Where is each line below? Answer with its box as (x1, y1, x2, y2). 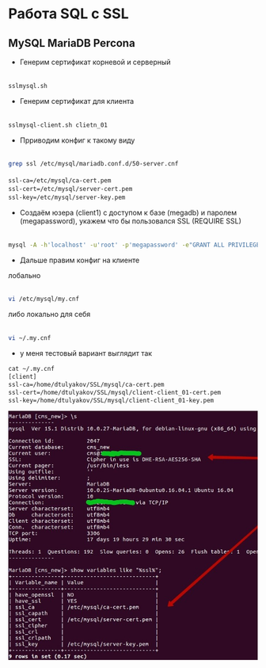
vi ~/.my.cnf (8, 334, 51, 342)
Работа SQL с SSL (8, 5, 129, 23)
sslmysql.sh (8, 82, 47, 90)
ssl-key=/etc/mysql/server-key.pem (8, 193, 126, 201)
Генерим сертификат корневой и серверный (19, 57, 172, 67)
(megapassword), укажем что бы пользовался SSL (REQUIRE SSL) (19, 216, 241, 226)
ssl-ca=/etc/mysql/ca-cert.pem (8, 177, 112, 185)
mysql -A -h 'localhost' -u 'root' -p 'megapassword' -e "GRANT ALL (8, 241, 225, 249)
